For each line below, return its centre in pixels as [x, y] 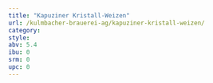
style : [19, 38]
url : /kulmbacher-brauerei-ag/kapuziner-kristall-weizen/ [106, 23]
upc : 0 [19, 67]
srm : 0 [19, 60]
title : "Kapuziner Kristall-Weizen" [69, 15]
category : [25, 30]
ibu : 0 [19, 52]
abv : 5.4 [23, 45]
